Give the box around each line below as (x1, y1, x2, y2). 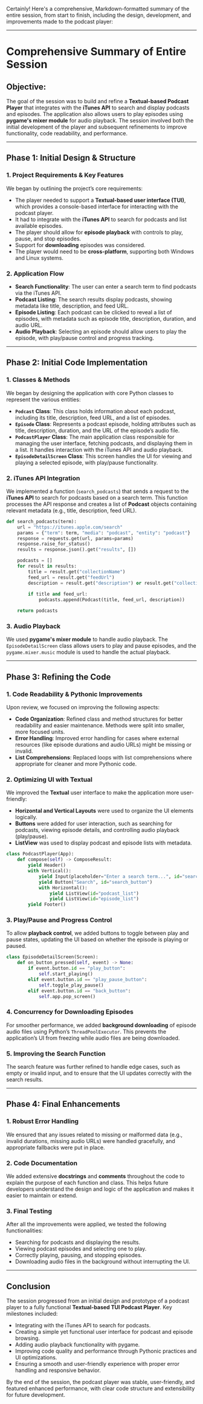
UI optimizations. (14, 1354, 57, 1361)
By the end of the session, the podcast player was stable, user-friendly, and (6, 1379, 195, 1386)
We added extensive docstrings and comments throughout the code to (6, 1173, 185, 1180)
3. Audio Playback (6, 622, 61, 631)
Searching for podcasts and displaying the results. (14, 1238, 141, 1246)
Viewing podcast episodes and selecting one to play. (14, 1245, 147, 1252)
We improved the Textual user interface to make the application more (6, 789, 179, 796)
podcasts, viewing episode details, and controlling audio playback (14, 826, 179, 834)
